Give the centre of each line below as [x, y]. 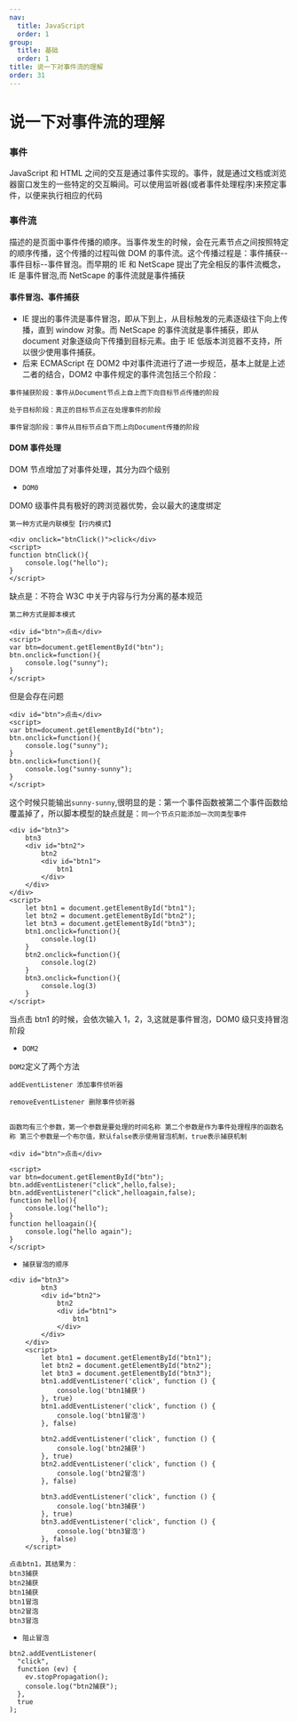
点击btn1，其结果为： [43, 1564]
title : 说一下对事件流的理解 [56, 68]
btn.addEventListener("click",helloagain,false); [103, 1193]
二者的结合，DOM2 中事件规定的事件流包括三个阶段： [120, 374]
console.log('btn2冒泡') [101, 1473]
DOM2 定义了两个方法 [44, 1066]
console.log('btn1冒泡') [101, 1415]
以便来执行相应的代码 [63, 196]
